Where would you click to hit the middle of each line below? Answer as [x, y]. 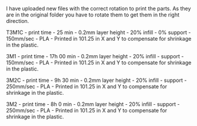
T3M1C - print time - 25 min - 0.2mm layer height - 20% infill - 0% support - [98, 32]
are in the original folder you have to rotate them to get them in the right [93, 15]
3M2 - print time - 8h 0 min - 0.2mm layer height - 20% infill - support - [93, 104]
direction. [18, 21]
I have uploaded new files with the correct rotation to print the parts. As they [98, 9]
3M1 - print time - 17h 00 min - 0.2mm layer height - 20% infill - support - [95, 56]
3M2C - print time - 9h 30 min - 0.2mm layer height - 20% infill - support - [96, 80]
